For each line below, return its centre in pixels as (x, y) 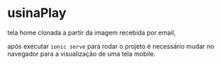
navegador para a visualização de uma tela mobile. (81, 54)
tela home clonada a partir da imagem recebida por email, (91, 32)
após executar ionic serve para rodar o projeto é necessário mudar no (111, 46)
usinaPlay (37, 13)
